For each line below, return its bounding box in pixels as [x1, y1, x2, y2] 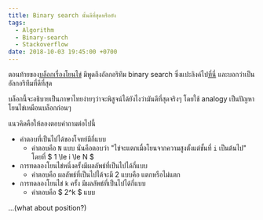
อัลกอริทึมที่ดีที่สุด [8, 79, 53, 87]
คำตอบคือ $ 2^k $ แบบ [31, 188, 96, 196]
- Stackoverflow [15, 41, 68, 49]
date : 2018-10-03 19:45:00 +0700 [8, 48, 118, 56]
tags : [8, 19, 26, 27]
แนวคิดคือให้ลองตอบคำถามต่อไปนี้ [8, 119, 96, 128]
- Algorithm [15, 26, 55, 34]
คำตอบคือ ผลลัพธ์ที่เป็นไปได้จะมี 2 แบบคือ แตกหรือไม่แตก [31, 170, 181, 179]
